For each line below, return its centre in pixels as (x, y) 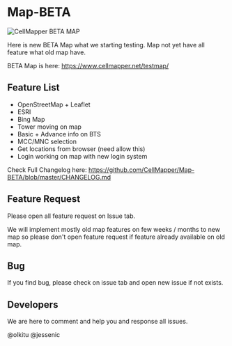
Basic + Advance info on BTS (59, 134)
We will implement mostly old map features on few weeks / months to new (114, 229)
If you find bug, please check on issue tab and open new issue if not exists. (115, 283)
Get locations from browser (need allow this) (81, 149)
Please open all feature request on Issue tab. (71, 216)
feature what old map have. (46, 52)
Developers (33, 305)
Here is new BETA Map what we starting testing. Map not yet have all (106, 45)
